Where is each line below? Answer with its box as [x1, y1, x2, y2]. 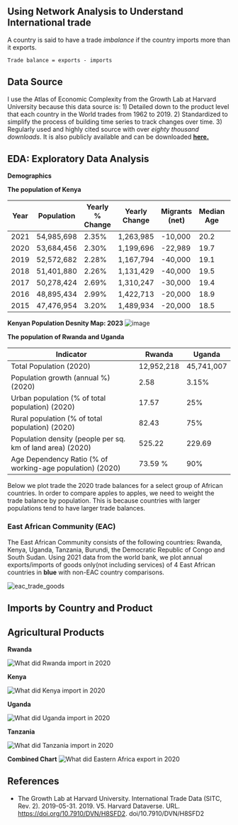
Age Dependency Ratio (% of [11, 455, 108, 465]
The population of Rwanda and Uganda [7, 333, 125, 341]
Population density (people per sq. [11, 434, 126, 444]
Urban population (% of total [11, 393, 106, 403]
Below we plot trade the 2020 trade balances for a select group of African [7, 482, 223, 490]
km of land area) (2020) [11, 443, 92, 453]
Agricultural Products [7, 626, 105, 638]
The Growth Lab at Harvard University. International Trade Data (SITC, [17, 794, 222, 802]
